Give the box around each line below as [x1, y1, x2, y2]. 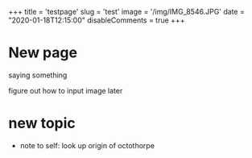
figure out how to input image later [8, 85, 123, 95]
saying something [8, 70, 68, 80]
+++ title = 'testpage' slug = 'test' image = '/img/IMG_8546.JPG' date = [8, 7, 246, 16]
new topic [8, 114, 76, 132]
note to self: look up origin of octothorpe [19, 140, 155, 150]
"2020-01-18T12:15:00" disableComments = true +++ [8, 15, 185, 25]
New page [8, 44, 78, 62]
